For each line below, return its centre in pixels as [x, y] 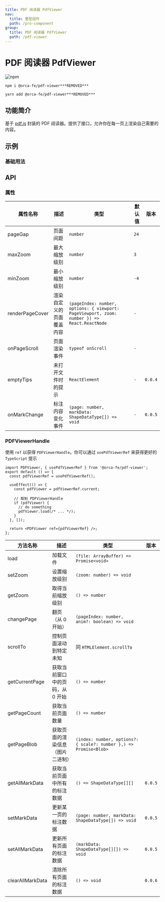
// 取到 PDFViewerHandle [39, 499]
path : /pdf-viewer [28, 37]
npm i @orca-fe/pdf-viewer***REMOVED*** [47, 86]
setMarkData [23, 818]
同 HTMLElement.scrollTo [104, 647]
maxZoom [19, 254]
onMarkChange [26, 414]
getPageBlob [23, 744]
